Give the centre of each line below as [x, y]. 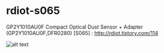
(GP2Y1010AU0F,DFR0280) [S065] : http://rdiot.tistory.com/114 [82, 33]
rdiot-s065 [33, 11]
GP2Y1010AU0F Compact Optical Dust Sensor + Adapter [75, 27]
